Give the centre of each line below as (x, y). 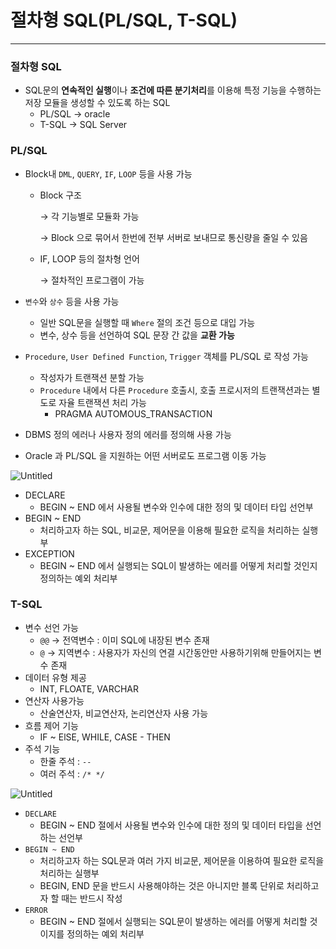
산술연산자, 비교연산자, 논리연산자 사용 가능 (124, 713)
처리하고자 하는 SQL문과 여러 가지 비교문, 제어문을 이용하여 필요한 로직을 (182, 860)
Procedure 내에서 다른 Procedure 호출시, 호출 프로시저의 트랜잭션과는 (174, 390)
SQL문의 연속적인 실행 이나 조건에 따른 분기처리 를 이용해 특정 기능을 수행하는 (173, 90)
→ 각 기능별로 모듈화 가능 (89, 216)
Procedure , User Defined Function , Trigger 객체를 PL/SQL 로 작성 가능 (166, 356)
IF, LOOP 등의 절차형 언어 (89, 258)
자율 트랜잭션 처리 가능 (102, 402)
